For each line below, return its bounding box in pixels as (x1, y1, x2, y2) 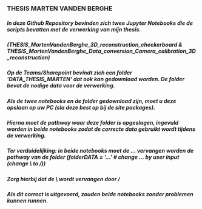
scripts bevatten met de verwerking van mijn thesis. (7, 25, 141, 33)
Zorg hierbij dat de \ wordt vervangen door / (7, 175, 120, 182)
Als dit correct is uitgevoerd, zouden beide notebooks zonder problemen (7, 191, 194, 198)
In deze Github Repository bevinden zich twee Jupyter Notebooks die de (7, 19, 194, 27)
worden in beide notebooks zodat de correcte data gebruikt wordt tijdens (7, 125, 196, 133)
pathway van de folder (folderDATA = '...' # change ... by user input (7, 153, 180, 161)
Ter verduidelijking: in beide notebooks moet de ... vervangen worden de (7, 147, 194, 154)
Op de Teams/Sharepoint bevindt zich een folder (7, 69, 132, 76)
